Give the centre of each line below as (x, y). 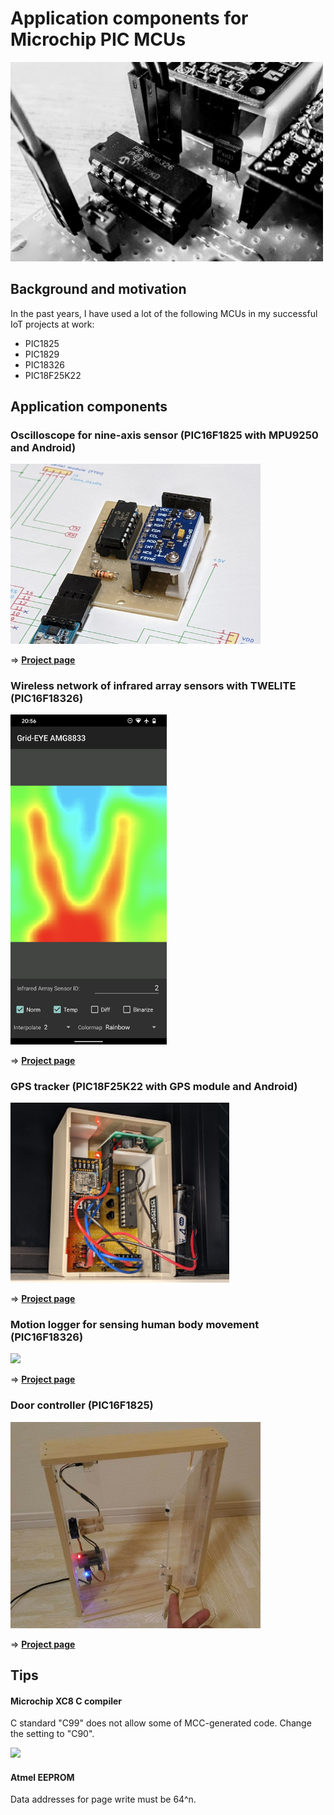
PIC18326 (44, 364)
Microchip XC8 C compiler (66, 1701)
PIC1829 (42, 354)
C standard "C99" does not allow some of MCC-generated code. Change (161, 1723)
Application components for (129, 18)
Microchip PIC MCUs (98, 39)
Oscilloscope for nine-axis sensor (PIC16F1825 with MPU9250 (164, 435)
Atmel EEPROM (42, 1777)
